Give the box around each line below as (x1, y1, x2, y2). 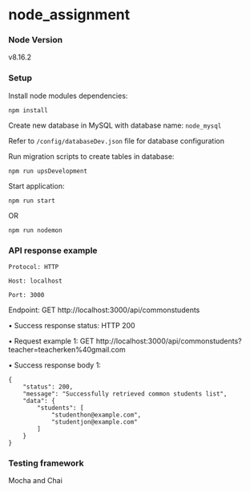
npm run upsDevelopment (8, 167, 88, 175)
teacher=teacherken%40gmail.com (8, 345, 126, 355)
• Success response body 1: (8, 360, 102, 370)
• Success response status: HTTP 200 (8, 321, 135, 331)
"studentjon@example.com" (50, 418, 138, 426)
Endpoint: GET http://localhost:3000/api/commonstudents (8, 305, 200, 315)
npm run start (8, 197, 56, 205)
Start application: (8, 181, 65, 190)
